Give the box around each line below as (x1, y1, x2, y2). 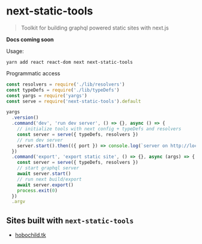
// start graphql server (17, 165, 79, 171)
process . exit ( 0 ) (17, 187, 58, 193)
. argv (11, 199, 26, 205)
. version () (11, 114, 39, 121)
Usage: (6, 47, 24, 55)
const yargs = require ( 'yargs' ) (6, 92, 87, 99)
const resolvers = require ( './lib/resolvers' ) (6, 81, 125, 87)
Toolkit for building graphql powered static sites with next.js (20, 24, 170, 31)
